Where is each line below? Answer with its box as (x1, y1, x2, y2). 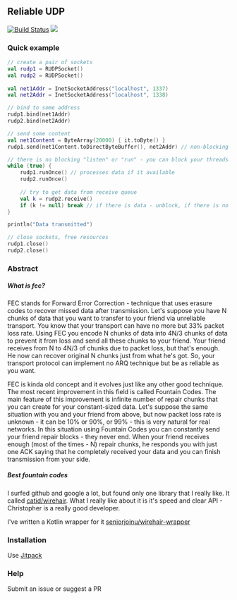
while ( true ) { (7, 162, 52, 170)
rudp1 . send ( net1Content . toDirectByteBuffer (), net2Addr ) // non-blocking (7, 143, 229, 150)
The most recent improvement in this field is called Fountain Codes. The (7, 387, 217, 396)
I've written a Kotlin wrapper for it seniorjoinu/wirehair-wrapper (7, 518, 190, 526)
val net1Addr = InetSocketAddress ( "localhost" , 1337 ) (7, 85, 169, 92)
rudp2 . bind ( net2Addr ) (7, 118, 71, 125)
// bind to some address (7, 104, 80, 111)
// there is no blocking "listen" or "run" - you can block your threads (7, 156, 229, 163)
